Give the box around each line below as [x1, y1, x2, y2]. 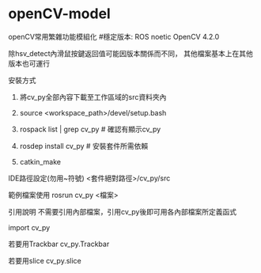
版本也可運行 [8, 59, 50, 68]
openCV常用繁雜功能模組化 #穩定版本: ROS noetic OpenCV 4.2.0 [8, 32, 220, 41]
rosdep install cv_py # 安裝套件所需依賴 [19, 141, 149, 150]
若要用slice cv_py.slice [8, 256, 81, 265]
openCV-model [8, 5, 111, 23]
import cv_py [8, 222, 51, 232]
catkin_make [19, 157, 62, 166]
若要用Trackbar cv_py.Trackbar [8, 239, 110, 248]
